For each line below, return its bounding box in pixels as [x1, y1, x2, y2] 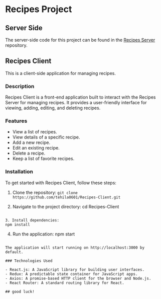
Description [5, 83, 35, 90]
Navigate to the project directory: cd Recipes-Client [12, 203, 119, 209]
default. [5, 249, 24, 255]
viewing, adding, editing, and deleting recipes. [5, 105, 101, 111]
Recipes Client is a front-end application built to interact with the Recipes [5, 94, 156, 100]
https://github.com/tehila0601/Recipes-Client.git [12, 195, 121, 200]
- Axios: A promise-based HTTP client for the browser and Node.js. [5, 276, 151, 281]
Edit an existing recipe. [12, 145, 60, 151]
